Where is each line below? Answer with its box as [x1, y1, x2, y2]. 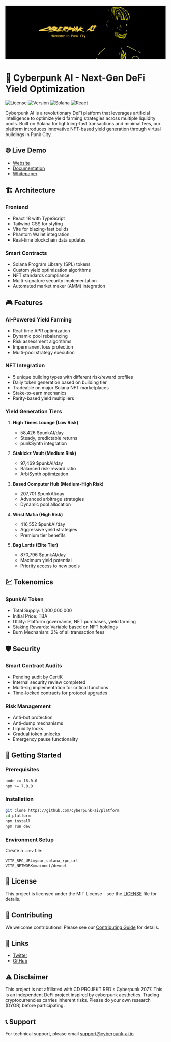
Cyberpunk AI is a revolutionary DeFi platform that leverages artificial [5, 110, 150, 116]
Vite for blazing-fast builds [12, 226, 69, 232]
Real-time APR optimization [12, 328, 70, 334]
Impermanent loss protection [12, 344, 74, 350]
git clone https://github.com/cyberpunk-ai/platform [5, 808, 120, 813]
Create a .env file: [5, 848, 43, 854]
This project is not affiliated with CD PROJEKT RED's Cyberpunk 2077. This [5, 986, 163, 993]
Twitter [12, 952, 28, 958]
